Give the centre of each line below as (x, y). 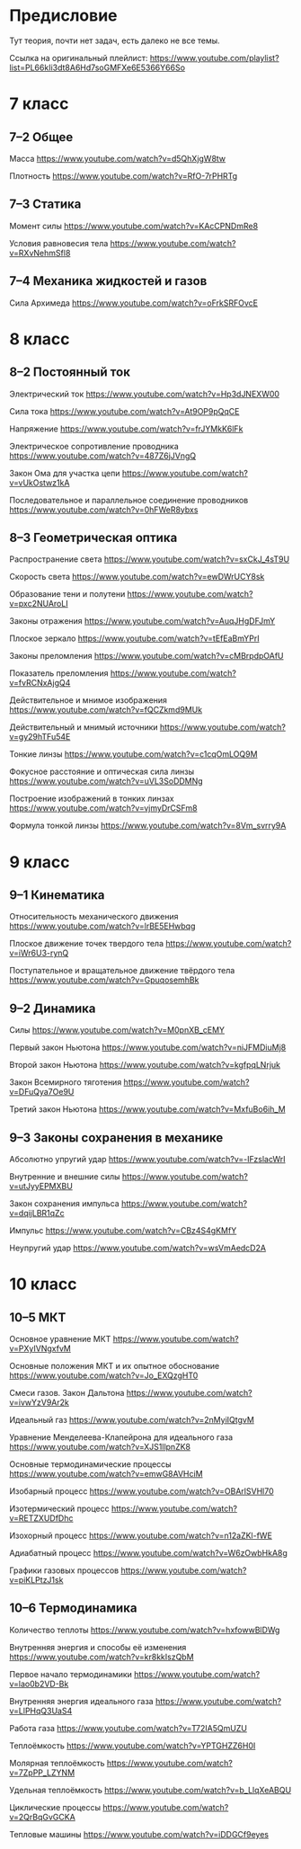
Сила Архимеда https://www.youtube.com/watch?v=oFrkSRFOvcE (134, 303)
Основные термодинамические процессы (91, 1464)
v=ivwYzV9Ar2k (40, 1402)
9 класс (40, 862)
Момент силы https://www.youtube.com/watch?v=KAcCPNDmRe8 (134, 226)
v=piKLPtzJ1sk (36, 1580)
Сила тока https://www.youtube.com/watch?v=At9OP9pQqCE (124, 411)
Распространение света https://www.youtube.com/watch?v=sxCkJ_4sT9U (150, 559)
